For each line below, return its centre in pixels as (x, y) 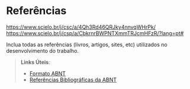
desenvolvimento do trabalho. (42, 50)
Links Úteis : (35, 62)
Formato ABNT (48, 73)
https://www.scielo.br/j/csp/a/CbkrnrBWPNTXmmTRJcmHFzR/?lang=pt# (95, 33)
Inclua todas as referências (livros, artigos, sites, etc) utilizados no (87, 44)
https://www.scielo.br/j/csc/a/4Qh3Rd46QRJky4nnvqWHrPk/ (81, 27)
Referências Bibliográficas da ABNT (73, 80)
